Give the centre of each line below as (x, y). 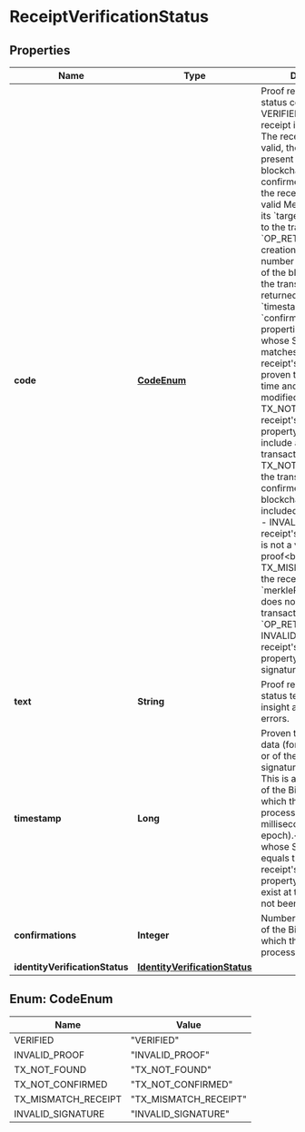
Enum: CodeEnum (61, 999)
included (279, 511)
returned (279, 295)
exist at (276, 892)
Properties (40, 50)
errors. (275, 719)
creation (279, 250)
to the (273, 227)
